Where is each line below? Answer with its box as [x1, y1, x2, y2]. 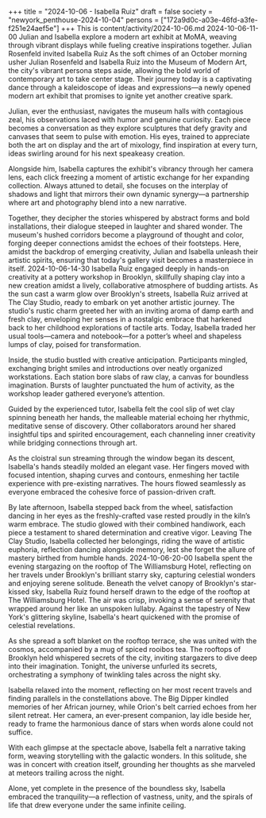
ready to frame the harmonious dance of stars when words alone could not [8, 719, 254, 728]
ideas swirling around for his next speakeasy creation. [8, 149, 185, 158]
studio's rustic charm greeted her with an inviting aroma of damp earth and [8, 306, 254, 315]
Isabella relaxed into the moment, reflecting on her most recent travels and [8, 685, 253, 694]
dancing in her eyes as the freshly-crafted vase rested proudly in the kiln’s [8, 511, 251, 520]
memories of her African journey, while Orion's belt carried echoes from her [8, 702, 257, 712]
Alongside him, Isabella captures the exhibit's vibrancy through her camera [8, 164, 254, 173]
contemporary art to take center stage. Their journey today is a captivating [8, 75, 253, 83]
